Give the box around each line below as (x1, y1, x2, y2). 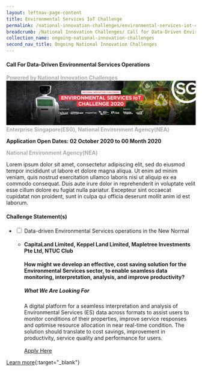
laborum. (6, 199, 29, 207)
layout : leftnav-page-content (6, 10, 82, 16)
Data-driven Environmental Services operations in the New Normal (23, 227, 189, 234)
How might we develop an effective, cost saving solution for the (23, 260, 187, 267)
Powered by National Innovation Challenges (6, 74, 118, 81)
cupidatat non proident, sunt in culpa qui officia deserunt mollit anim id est (6, 193, 191, 200)
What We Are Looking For (23, 287, 90, 294)
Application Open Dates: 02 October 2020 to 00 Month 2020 (6, 138, 162, 145)
